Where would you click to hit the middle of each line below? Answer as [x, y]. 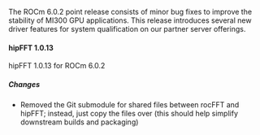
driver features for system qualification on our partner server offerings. [127, 29]
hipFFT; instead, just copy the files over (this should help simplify [129, 114]
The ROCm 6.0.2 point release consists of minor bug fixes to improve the [130, 12]
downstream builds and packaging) [79, 122]
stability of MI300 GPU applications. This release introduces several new [130, 20]
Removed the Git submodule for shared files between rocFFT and [130, 105]
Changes [24, 84]
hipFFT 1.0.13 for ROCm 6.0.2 [57, 66]
